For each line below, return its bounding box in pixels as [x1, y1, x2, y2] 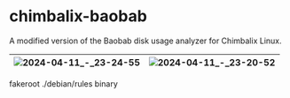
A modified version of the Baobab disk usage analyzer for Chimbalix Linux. [9, 35, 282, 46]
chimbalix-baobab [9, 6, 148, 26]
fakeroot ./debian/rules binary [9, 78, 118, 89]
